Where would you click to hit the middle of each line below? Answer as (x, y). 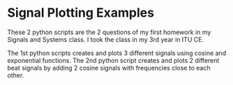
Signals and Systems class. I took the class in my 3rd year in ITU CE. (106, 39)
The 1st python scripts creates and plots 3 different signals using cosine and (117, 53)
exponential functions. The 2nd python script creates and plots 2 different (113, 60)
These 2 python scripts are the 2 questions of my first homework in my (109, 32)
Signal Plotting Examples (81, 13)
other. (16, 75)
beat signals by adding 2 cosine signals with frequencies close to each (109, 68)
